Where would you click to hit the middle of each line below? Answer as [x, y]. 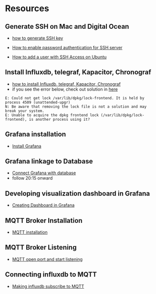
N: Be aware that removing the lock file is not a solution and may [76, 107]
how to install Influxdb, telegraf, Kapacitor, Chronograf [66, 84]
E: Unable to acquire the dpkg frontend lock [52, 115]
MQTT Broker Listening [41, 248]
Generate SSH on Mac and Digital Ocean [67, 27]
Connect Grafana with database [44, 173]
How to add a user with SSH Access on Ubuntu [59, 57]
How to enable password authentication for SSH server [67, 47]
